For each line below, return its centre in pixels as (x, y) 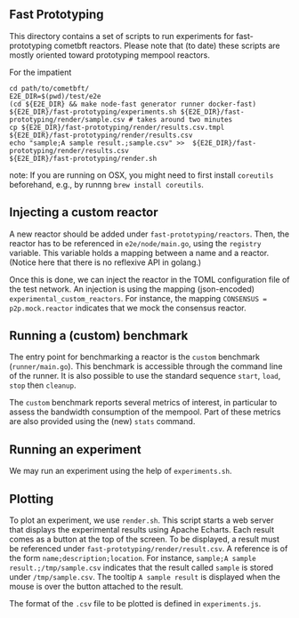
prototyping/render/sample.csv (67, 119)
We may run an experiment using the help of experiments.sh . (121, 471)
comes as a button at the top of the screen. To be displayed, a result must (145, 539)
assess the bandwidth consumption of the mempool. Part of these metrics (145, 412)
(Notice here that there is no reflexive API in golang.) (105, 262)
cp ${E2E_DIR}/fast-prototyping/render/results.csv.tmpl (117, 127)
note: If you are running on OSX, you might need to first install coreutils (141, 175)
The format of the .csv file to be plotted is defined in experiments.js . (135, 604)
